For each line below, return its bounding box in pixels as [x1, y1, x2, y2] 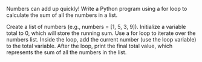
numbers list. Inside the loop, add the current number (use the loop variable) [6, 36, 197, 43]
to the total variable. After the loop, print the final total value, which [6, 42, 173, 49]
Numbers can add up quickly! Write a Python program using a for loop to [6, 5, 187, 12]
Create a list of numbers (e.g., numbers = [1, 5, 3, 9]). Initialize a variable [6, 23, 186, 30]
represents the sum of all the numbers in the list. [6, 49, 127, 56]
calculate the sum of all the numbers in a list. [6, 11, 118, 19]
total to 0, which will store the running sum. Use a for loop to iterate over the [6, 29, 196, 37]
